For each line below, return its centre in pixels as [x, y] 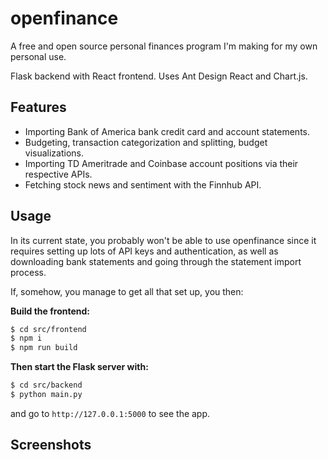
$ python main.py [46, 395]
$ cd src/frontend [48, 329]
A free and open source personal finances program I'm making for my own [164, 46]
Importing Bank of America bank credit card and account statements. [167, 131]
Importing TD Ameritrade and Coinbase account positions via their [161, 163]
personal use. [38, 56]
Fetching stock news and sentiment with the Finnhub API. [143, 184]
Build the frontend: [50, 311]
